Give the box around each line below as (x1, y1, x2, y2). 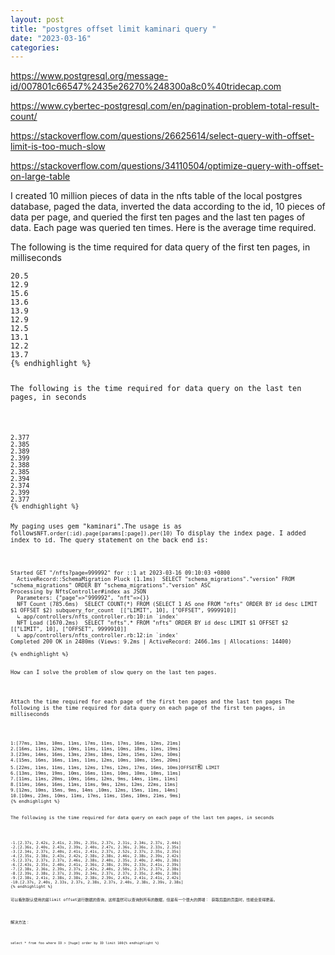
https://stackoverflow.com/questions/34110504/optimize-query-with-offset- (10, 160, 324, 172)
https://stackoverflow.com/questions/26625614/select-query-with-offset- (10, 130, 315, 142)
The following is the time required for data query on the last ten (10, 384, 302, 394)
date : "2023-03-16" (10, 33, 92, 43)
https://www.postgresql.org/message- (10, 70, 169, 82)
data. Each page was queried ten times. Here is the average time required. (10, 222, 317, 234)
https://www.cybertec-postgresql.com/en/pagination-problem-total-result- (10, 100, 320, 112)
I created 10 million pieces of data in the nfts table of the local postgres (10, 190, 303, 202)
